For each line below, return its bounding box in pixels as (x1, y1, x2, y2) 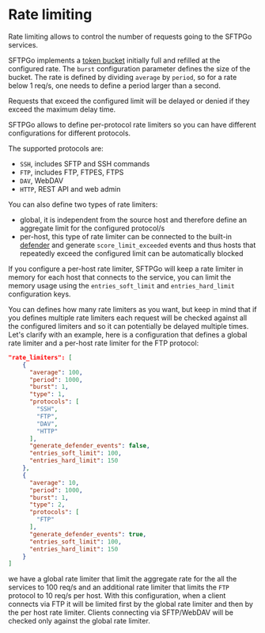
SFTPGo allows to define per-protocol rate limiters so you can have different (8, 120, 257, 129)
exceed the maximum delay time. (8, 105, 116, 114)
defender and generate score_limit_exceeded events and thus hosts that (19, 240, 256, 250)
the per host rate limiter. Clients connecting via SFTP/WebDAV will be (8, 608, 234, 617)
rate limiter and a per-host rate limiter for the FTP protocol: (8, 338, 199, 348)
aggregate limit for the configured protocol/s (19, 223, 165, 233)
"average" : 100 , (28, 368, 83, 376)
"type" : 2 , (28, 501, 66, 509)
